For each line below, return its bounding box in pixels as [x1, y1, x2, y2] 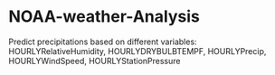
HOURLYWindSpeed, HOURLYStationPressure [8, 55, 181, 66]
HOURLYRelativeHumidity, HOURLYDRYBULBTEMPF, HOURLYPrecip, [8, 45, 267, 56]
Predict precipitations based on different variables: [8, 36, 197, 47]
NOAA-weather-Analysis [8, 6, 200, 27]
